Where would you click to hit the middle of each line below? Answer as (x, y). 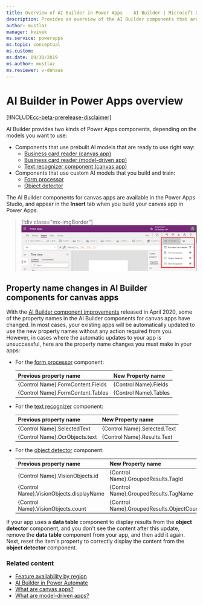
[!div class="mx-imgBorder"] (57, 222)
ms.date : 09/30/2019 (32, 57)
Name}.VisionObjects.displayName (61, 494)
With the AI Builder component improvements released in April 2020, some (99, 312)
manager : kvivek (27, 32)
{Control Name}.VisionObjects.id (58, 476)
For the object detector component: (59, 450)
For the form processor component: (60, 362)
